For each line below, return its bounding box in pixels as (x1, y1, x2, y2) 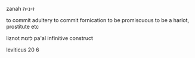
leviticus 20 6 (6, 46, 40, 53)
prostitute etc (6, 23, 39, 30)
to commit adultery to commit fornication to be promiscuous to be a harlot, (6, 17, 190, 23)
